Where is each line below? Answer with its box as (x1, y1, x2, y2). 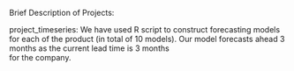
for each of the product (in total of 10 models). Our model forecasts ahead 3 (9, 34, 285, 44)
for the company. (9, 53, 72, 62)
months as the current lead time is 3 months (9, 43, 170, 53)
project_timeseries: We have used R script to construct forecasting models (9, 25, 281, 34)
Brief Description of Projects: (9, 8, 115, 18)
